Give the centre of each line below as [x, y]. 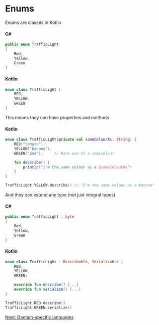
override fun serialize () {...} [47, 290]
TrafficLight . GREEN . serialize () [39, 308]
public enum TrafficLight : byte [40, 217]
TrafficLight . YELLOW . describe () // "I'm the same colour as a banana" [80, 185]
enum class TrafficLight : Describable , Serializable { [64, 262]
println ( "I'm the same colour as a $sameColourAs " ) [78, 167]
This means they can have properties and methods [57, 117]
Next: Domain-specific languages [39, 317]
